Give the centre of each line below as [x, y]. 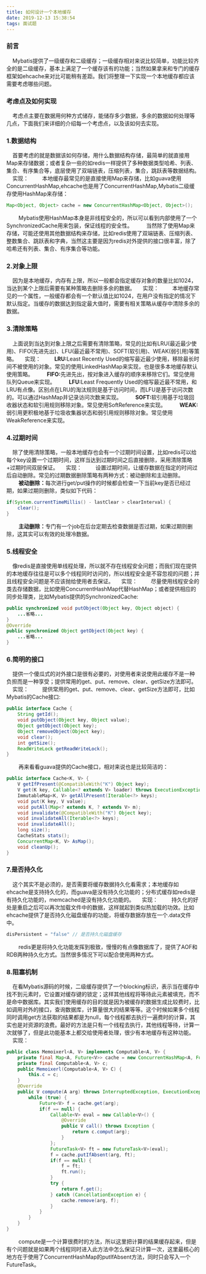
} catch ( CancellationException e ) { [98, 1195]
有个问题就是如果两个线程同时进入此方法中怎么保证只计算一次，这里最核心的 [103, 1249]
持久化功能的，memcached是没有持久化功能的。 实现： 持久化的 [102, 899]
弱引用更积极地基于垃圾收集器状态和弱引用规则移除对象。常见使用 [90, 412]
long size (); [34, 830]
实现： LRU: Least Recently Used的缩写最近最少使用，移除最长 [109, 359]
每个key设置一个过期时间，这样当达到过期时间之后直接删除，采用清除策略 [100, 460]
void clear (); [35, 737]
